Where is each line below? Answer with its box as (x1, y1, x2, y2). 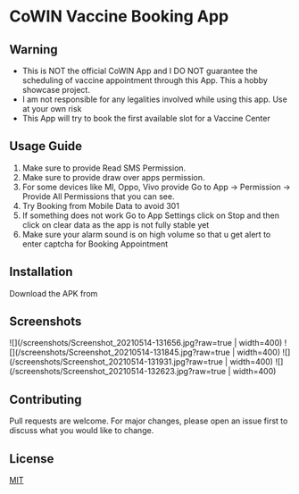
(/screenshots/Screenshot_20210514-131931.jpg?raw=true (9, 356, 223, 367)
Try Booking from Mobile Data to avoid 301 (21, 200, 180, 211)
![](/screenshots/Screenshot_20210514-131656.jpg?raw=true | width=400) (9, 338, 283, 348)
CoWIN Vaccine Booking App (9, 6, 229, 27)
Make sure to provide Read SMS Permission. (21, 163, 187, 173)
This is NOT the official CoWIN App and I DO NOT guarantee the (21, 65, 258, 76)
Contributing (9, 391, 82, 407)
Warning (9, 42, 58, 57)
